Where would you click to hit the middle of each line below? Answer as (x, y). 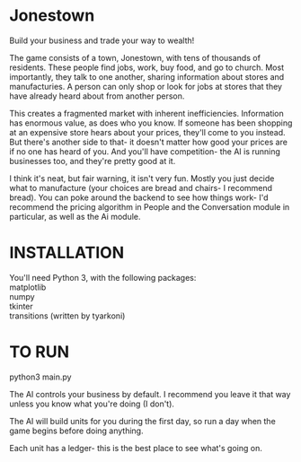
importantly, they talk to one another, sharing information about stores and (147, 76)
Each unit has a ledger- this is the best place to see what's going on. (136, 448)
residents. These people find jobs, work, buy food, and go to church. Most (147, 67)
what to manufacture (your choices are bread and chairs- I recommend (141, 187)
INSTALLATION (66, 253)
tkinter (21, 306)
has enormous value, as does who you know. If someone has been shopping (151, 123)
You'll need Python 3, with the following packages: (103, 277)
